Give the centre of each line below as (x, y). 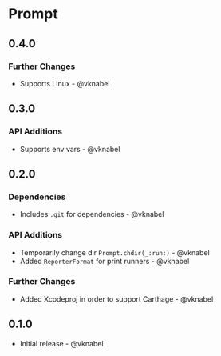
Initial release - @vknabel (61, 343)
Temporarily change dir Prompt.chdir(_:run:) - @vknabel (114, 252)
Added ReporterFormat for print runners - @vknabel (105, 261)
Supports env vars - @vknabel (70, 149)
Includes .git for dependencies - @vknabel (92, 214)
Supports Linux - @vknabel (65, 83)
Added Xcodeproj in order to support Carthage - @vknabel (116, 299)
